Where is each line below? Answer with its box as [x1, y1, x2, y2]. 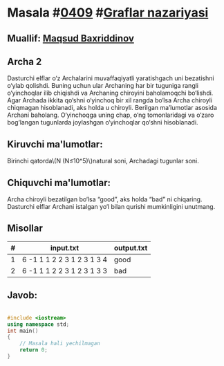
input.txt [50, 243, 80, 253]
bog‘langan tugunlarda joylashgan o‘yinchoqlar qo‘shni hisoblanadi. [7, 118, 198, 127]
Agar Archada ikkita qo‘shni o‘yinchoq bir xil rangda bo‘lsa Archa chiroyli [7, 96, 213, 104]
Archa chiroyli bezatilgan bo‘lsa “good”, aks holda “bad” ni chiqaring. [7, 195, 203, 203]
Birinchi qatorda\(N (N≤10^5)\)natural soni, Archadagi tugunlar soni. [7, 157, 199, 165]
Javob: [7, 289, 38, 302]
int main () [7, 327, 39, 334]
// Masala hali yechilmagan [19, 340, 100, 347]
